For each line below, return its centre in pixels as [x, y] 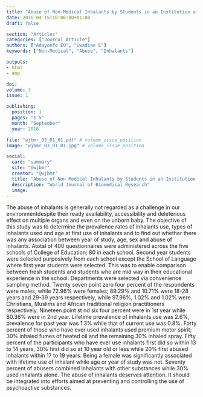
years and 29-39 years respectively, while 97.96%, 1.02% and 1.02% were [99, 298]
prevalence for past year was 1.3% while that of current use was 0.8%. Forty [101, 323]
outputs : [17, 62]
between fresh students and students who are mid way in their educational [99, 272]
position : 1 [27, 112]
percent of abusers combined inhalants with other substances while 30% [97, 369]
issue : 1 [17, 95]
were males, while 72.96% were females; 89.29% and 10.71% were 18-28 [98, 291]
